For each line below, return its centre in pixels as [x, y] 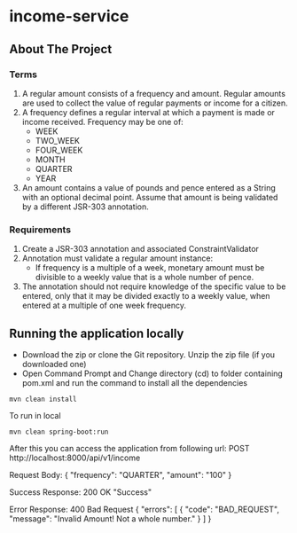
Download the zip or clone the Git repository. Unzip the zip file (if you [148, 354]
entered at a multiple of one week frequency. [104, 306]
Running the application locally [97, 333]
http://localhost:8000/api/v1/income [75, 458]
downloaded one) [54, 364]
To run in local [35, 415]
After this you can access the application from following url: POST [129, 448]
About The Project [61, 49]
